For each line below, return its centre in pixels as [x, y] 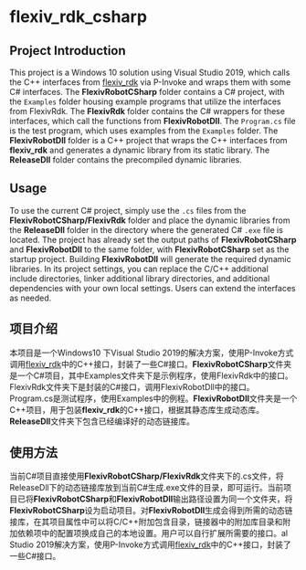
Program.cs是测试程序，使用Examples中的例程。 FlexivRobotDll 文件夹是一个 [153, 398]
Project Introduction [68, 51]
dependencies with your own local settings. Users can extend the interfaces [153, 288]
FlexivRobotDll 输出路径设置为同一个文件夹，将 [205, 499]
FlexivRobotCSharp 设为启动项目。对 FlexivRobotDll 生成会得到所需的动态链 [151, 511]
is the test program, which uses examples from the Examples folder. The [144, 131]
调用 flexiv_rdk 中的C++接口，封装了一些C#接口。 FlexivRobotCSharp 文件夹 [151, 364]
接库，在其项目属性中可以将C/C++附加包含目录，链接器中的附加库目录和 [146, 522]
